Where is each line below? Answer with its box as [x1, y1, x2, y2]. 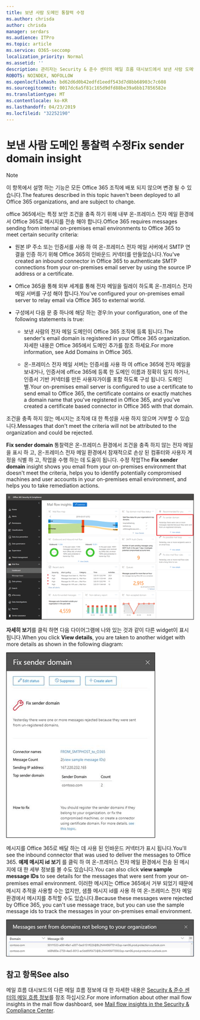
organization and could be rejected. [6, 429, 93, 436]
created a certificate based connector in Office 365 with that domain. [23, 402, 194, 409]
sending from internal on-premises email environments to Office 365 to [6, 224, 180, 232]
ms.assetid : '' [6, 60, 44, 66]
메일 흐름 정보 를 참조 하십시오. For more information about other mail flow [17, 994, 192, 1001]
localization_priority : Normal [6, 54, 84, 60]
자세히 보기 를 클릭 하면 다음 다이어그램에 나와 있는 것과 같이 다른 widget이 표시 [6, 627, 189, 634]
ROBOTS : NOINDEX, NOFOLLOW [6, 72, 73, 79]
